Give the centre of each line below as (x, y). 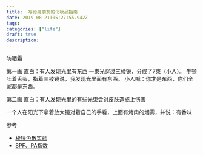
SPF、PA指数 (32, 146)
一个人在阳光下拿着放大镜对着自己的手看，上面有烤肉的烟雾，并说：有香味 (99, 112)
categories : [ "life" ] (34, 29)
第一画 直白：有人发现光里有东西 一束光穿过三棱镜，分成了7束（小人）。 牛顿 (101, 71)
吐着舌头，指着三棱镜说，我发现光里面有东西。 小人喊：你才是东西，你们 (97, 79)
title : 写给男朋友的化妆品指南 (42, 12)
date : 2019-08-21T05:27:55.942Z (47, 18)
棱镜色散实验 (31, 138)
